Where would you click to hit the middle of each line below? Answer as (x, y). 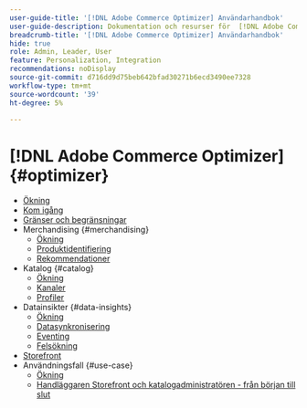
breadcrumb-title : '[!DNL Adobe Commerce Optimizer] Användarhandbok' (147, 35)
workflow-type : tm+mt (51, 86)
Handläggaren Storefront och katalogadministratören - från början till (166, 385)
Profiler (50, 298)
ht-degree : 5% (37, 103)
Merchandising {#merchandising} (85, 230)
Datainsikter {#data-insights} (77, 308)
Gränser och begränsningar (74, 220)
